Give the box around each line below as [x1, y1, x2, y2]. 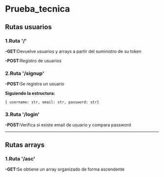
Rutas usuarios [5, 23, 52, 31]
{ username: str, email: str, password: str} [5, 100, 99, 105]
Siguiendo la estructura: [5, 90, 55, 96]
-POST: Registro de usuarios [5, 57, 62, 64]
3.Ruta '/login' [5, 111, 40, 118]
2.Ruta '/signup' [5, 70, 44, 76]
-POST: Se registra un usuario [5, 81, 64, 87]
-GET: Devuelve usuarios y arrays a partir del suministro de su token [5, 48, 142, 54]
